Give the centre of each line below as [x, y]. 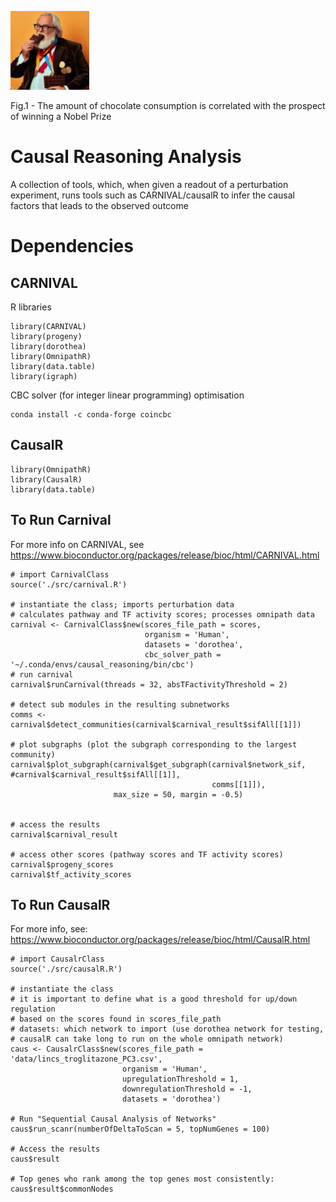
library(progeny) [46, 336]
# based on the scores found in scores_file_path [116, 1019]
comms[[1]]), [239, 784]
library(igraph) [44, 376]
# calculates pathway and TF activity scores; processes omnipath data [162, 614]
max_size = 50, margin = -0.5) [178, 794]
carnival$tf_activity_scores [71, 874]
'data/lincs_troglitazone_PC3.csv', [86, 1059]
